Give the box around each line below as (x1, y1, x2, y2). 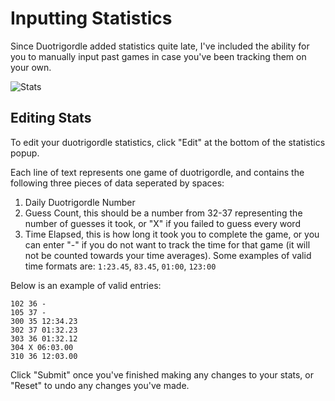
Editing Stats (10, 110, 92, 127)
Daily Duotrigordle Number (24, 196, 136, 208)
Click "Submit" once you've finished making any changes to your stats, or (10, 368, 315, 381)
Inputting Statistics (10, 7, 173, 30)
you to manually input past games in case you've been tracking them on (10, 50, 307, 62)
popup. (10, 147, 40, 159)
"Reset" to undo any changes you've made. (10, 379, 190, 391)
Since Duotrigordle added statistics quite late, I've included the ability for (10, 40, 310, 52)
